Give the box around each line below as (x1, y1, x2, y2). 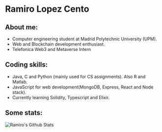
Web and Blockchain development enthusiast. (12, 41, 105, 47)
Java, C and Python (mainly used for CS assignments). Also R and (12, 74, 146, 79)
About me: (5, 23, 38, 31)
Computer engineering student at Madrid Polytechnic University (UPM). (12, 36, 157, 42)
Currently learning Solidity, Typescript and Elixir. (12, 94, 110, 100)
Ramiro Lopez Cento (5, 3, 89, 15)
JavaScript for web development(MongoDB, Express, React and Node (12, 84, 154, 90)
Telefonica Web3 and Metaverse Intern (12, 47, 91, 52)
